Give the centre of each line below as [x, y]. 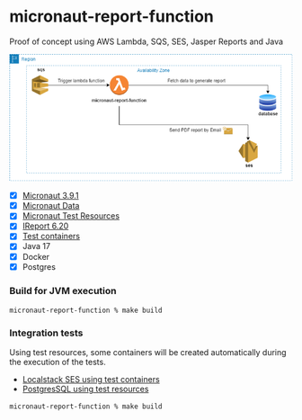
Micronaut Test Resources [71, 216]
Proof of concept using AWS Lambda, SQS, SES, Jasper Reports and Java [147, 41]
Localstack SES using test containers [91, 380]
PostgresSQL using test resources [85, 389]
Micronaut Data [51, 206]
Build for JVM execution [63, 290]
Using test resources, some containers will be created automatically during [148, 353]
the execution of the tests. [58, 362]
